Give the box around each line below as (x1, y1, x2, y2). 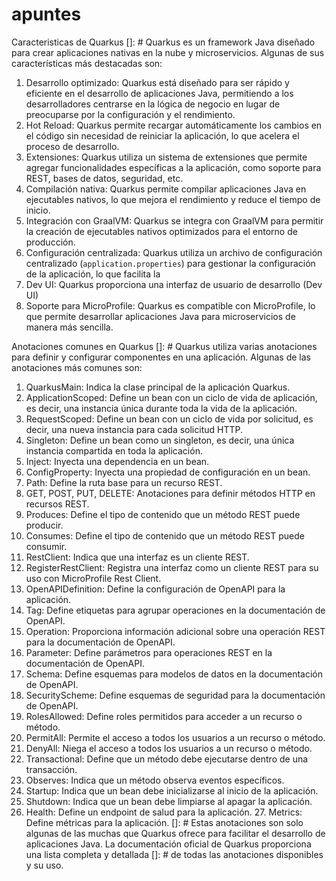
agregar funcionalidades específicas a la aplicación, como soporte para (25, 161, 322, 173)
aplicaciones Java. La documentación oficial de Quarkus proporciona (25, 838, 312, 850)
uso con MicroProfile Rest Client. (25, 572, 162, 584)
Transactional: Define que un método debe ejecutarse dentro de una (25, 753, 309, 765)
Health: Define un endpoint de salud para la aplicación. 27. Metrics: (25, 806, 303, 818)
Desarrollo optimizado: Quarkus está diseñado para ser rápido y (25, 76, 290, 88)
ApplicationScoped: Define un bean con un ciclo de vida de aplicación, (25, 391, 318, 403)
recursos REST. (25, 498, 90, 510)
